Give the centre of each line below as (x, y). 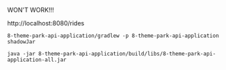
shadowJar (22, 42)
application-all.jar (37, 60)
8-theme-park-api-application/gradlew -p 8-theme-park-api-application (113, 36)
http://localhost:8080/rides (46, 23)
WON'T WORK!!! (31, 10)
